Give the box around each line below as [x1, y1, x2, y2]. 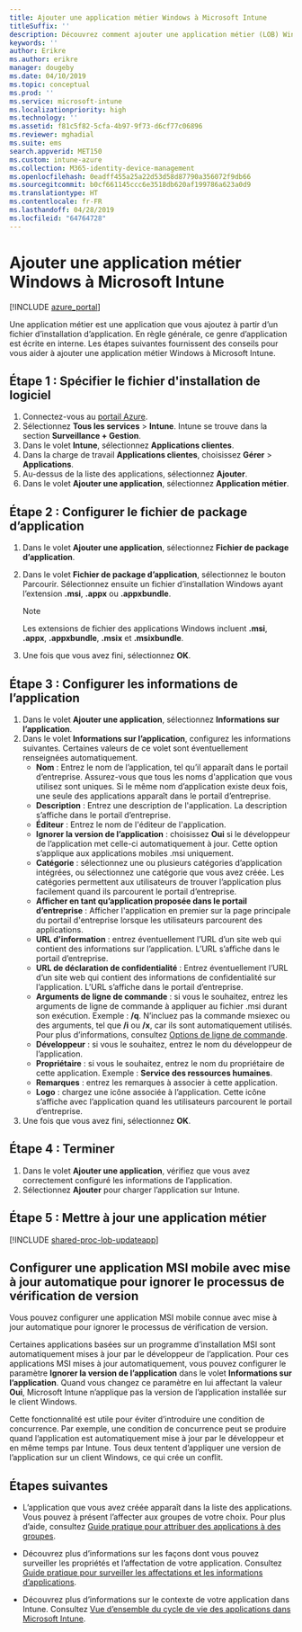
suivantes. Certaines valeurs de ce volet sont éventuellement [22, 743, 249, 754]
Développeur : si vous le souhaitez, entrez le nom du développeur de [35, 1039, 292, 1049]
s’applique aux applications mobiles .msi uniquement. [35, 848, 234, 859]
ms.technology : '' [9, 113, 78, 122]
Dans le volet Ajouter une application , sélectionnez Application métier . [22, 478, 289, 489]
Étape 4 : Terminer [9, 1141, 115, 1156]
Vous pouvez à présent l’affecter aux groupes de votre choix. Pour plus [22, 1512, 286, 1522]
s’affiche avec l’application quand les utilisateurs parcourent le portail [35, 1096, 292, 1107]
